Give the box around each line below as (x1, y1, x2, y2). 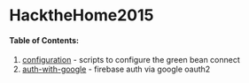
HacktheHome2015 (9, 5, 154, 26)
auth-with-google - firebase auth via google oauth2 (21, 64, 211, 75)
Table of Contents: (9, 34, 80, 45)
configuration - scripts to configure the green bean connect (21, 55, 241, 65)
